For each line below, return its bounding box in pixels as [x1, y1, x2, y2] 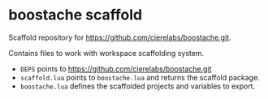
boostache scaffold [8, 6, 143, 24]
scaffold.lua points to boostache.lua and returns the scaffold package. [19, 72, 260, 82]
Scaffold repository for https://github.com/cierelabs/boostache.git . [8, 32, 231, 42]
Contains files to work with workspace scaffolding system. [8, 48, 205, 58]
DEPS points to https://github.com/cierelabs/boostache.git [19, 63, 212, 74]
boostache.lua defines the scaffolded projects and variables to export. [19, 81, 256, 91]
